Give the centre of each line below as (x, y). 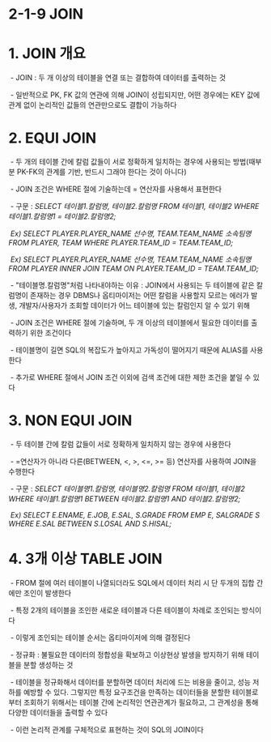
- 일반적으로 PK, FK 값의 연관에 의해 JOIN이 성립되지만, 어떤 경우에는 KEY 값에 (135, 95)
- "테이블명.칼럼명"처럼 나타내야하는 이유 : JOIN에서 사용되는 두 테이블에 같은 (132, 285)
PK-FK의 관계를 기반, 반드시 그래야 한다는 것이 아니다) (102, 172)
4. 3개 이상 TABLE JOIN (85, 559)
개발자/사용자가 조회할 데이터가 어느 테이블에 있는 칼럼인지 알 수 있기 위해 (135, 305)
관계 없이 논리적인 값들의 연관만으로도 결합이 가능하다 (93, 105)
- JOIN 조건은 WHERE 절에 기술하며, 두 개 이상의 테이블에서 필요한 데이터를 (129, 323)
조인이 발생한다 (47, 593)
